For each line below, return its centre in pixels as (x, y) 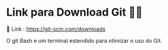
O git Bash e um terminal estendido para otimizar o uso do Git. (84, 40)
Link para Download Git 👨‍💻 (75, 12)
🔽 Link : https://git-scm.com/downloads (56, 29)
